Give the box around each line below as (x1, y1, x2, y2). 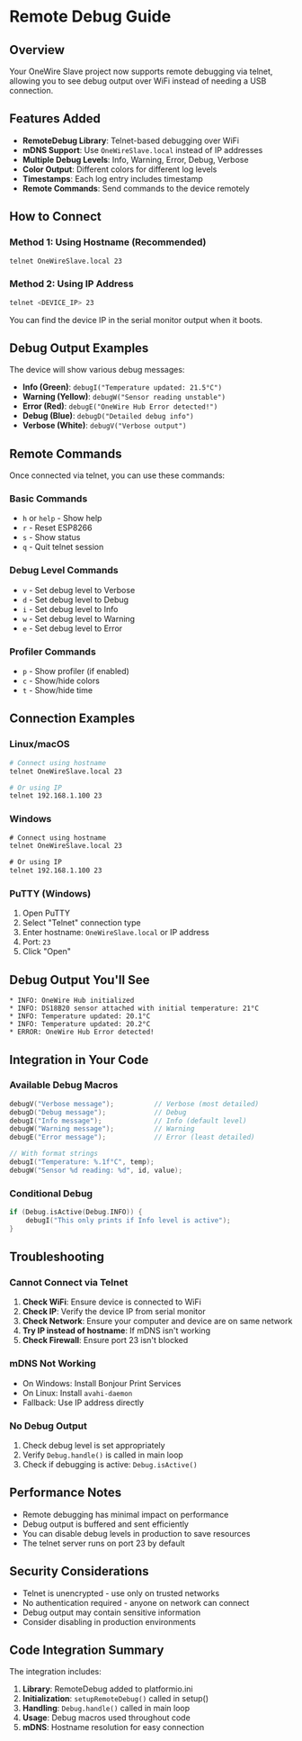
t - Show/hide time (22, 685, 93, 696)
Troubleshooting (9, 1249, 105, 1265)
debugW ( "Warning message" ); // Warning (9, 1124, 195, 1133)
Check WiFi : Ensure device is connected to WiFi (22, 1296, 202, 1307)
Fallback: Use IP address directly (22, 1397, 145, 1408)
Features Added (9, 111, 102, 127)
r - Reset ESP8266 (22, 522, 93, 533)
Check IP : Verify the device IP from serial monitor (22, 1306, 206, 1317)
